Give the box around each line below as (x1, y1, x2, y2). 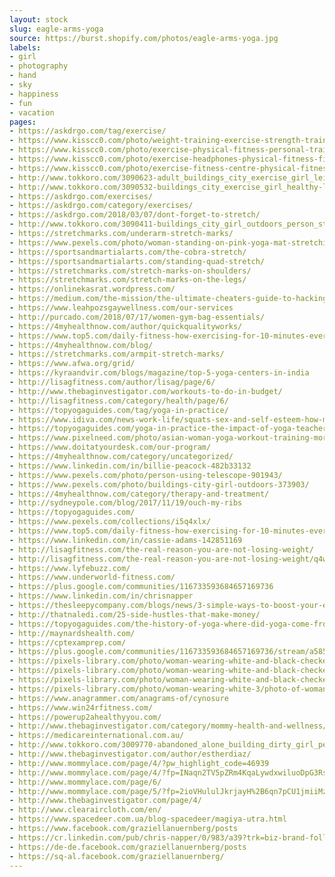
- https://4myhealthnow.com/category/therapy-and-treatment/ (9, 489, 270, 499)
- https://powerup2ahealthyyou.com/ (9, 712, 162, 722)
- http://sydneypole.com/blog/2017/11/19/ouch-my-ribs (9, 498, 243, 508)
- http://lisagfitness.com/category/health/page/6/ (9, 396, 229, 406)
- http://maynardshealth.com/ (9, 628, 136, 638)
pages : (9, 117, 37, 127)
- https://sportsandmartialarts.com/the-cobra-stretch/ (9, 247, 247, 257)
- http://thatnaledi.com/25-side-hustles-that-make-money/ (9, 609, 261, 620)
